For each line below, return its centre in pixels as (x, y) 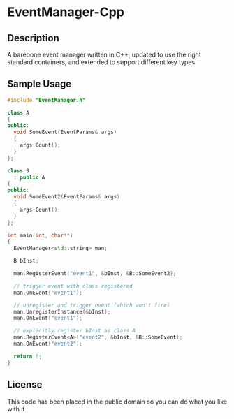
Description (33, 38)
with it (16, 409)
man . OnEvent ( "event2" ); (48, 344)
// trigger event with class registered (73, 286)
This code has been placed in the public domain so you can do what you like (117, 402)
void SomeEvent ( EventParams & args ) (65, 132)
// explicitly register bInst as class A (75, 331)
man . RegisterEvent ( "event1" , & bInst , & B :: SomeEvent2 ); (95, 274)
